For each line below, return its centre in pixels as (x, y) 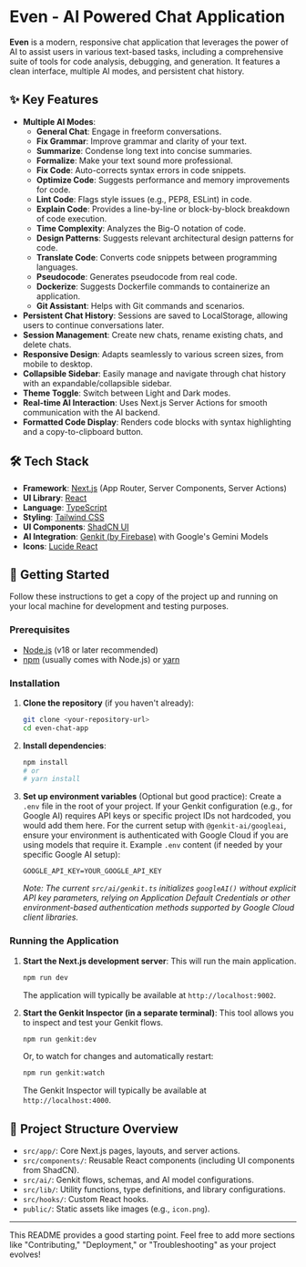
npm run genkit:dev (60, 1039)
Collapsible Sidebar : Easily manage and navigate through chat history (154, 373)
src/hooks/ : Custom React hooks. (85, 1200)
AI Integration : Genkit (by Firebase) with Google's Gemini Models (145, 536)
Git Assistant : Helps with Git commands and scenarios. (140, 305)
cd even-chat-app (56, 728)
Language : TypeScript (65, 507)
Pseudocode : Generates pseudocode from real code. (137, 276)
